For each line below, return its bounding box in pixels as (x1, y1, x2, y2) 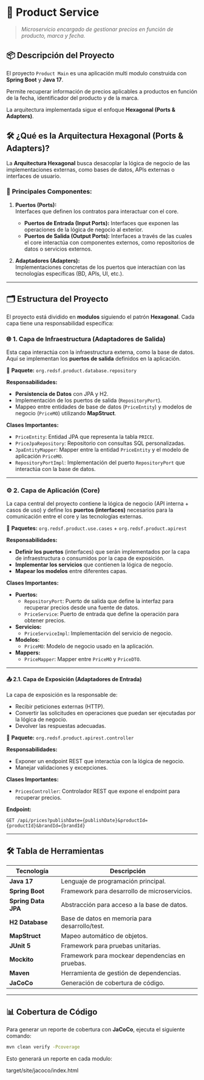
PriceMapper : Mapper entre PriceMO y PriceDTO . (24, 656, 141, 663)
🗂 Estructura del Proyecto (6, 294, 109, 304)
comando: (6, 1032, 32, 1040)
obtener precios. (24, 617, 66, 624)
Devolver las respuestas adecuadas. (15, 722, 106, 730)
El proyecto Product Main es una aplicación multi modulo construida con (6, 69, 187, 76)
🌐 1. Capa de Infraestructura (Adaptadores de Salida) (6, 335, 166, 343)
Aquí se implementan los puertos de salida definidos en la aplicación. (6, 355, 181, 362)
